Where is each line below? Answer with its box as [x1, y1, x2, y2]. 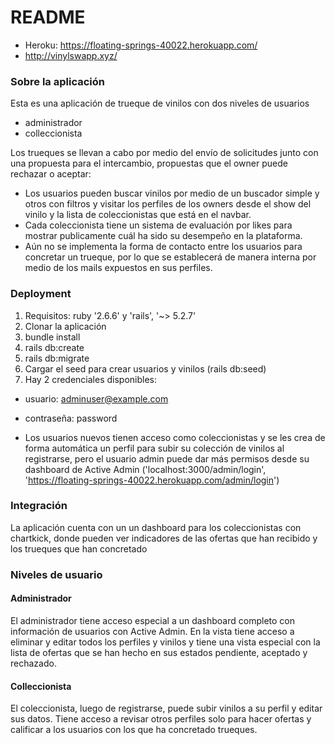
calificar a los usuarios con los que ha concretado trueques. [10, 724, 258, 736]
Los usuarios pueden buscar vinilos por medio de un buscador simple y [24, 187, 320, 200]
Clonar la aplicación [24, 320, 107, 332]
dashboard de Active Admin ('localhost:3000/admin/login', [24, 463, 267, 475]
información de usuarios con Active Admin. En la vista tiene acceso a [10, 625, 295, 637]
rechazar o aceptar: [10, 168, 92, 180]
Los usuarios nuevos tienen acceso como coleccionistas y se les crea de [24, 431, 326, 443]
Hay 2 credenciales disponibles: [24, 373, 158, 385]
